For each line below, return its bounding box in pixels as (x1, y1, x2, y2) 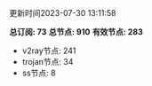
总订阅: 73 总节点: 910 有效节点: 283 (9, 27, 144, 37)
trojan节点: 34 (21, 57, 74, 66)
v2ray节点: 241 (21, 45, 76, 56)
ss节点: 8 (21, 67, 56, 78)
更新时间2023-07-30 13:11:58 (9, 8, 116, 18)
